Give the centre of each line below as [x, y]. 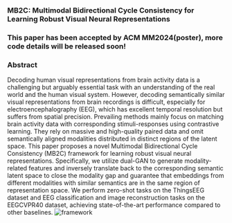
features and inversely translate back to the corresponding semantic [126, 168]
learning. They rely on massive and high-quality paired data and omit [106, 132]
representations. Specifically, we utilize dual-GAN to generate [95, 161]
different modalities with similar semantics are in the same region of [104, 183]
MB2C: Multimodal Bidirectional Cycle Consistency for [101, 10]
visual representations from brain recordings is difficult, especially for [106, 102]
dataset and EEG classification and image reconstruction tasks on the [106, 198]
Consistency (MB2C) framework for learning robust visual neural [99, 154]
